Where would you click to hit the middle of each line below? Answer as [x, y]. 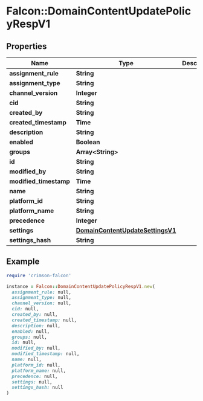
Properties [27, 46]
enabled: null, [31, 331]
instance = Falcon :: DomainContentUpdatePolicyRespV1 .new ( [81, 286]
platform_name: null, [39, 371]
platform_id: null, [36, 365]
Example [23, 262]
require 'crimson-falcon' [39, 275]
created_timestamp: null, [44, 320]
